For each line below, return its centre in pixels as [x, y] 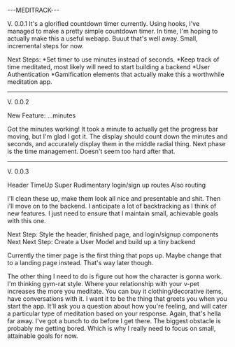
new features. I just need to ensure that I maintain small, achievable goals [113, 213]
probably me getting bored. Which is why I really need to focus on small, [112, 328]
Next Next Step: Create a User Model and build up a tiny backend [101, 242]
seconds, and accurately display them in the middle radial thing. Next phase [116, 144]
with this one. [27, 221]
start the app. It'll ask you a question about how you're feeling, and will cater [117, 306]
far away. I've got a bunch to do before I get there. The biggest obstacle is [114, 321]
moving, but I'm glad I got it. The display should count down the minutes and [117, 136]
